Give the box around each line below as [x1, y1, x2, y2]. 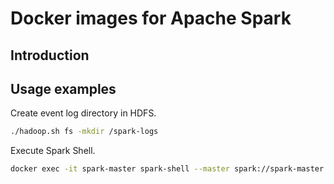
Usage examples [10, 80, 117, 97]
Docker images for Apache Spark [10, 7, 292, 30]
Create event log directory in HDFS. [10, 107, 157, 119]
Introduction [10, 47, 90, 64]
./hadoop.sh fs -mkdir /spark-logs [10, 127, 159, 137]
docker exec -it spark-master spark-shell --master [10, 164, 230, 174]
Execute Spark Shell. [10, 145, 96, 157]
